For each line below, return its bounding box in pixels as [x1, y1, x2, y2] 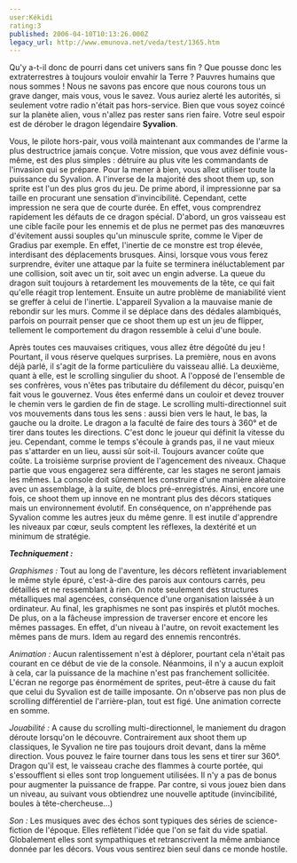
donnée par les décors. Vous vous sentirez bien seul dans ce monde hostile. [9, 843, 288, 854]
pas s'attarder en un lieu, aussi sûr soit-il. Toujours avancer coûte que [9, 446, 264, 457]
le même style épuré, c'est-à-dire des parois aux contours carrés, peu [9, 575, 266, 586]
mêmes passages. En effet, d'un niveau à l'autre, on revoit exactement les [9, 622, 279, 633]
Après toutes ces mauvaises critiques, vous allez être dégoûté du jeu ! [9, 342, 266, 353]
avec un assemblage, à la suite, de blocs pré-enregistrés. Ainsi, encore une [9, 483, 285, 494]
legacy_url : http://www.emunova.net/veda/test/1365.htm [9, 37, 220, 47]
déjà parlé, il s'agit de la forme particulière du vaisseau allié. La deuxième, [9, 361, 279, 372]
